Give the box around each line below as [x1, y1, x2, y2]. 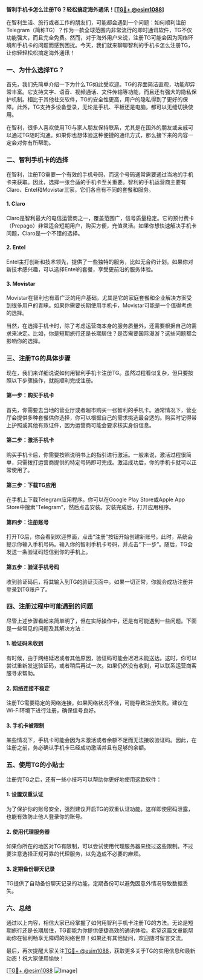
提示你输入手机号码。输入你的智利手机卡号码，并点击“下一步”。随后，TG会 [6, 541, 193, 548]
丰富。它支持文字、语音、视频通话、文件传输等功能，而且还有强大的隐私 [11, 88, 192, 96]
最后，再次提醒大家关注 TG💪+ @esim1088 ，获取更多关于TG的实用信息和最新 [6, 947, 196, 955]
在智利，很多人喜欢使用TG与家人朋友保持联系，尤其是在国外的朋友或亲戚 [6, 124, 188, 131]
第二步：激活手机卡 [6, 436, 54, 444]
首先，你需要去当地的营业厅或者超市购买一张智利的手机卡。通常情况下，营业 [6, 406, 197, 413]
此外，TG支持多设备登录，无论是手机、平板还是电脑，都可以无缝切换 [16, 103, 188, 111]
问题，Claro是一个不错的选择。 [6, 229, 83, 237]
